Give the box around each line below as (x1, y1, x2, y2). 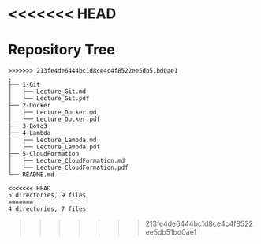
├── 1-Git (8, 81, 41, 89)
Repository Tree (8, 41, 116, 59)
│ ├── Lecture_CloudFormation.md (8, 157, 125, 165)
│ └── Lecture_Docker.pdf (8, 115, 101, 123)
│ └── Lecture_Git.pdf (8, 95, 90, 103)
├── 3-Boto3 (8, 122, 47, 130)
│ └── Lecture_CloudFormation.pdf (8, 163, 129, 172)
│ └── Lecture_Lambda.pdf (8, 143, 101, 151)
